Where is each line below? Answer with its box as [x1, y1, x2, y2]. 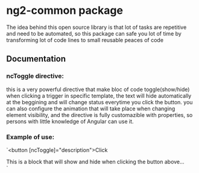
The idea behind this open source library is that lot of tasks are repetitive [6, 24, 187, 31]
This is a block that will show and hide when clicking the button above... [6, 158, 185, 165]
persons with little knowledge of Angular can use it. [6, 118, 134, 125]
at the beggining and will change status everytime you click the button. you [6, 98, 193, 105]
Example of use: [6, 133, 55, 141]
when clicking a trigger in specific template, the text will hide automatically [6, 92, 192, 99]
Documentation [6, 54, 66, 64]
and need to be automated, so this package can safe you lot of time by [6, 30, 182, 37]
